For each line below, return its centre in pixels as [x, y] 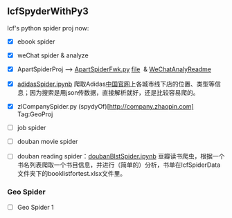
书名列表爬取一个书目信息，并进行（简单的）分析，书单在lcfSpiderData [119, 165]
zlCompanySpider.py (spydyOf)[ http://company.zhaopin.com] [105, 107]
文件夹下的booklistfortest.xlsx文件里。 [72, 174]
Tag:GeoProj [35, 114]
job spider [32, 128]
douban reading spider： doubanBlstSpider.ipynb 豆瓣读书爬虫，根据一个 [121, 156]
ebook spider [36, 42]
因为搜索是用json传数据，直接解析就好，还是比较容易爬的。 [114, 93]
